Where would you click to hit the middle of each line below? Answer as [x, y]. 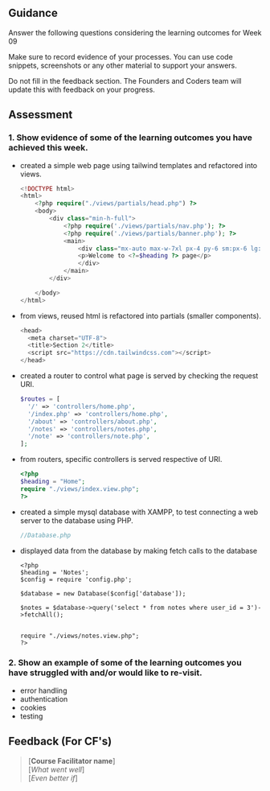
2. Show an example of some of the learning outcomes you [125, 663]
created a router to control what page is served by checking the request [139, 376]
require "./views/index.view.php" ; [80, 489]
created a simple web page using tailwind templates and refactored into [139, 165]
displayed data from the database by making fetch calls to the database [139, 550]
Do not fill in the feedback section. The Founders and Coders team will [125, 80]
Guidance [33, 13]
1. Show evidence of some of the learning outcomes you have [131, 138]
